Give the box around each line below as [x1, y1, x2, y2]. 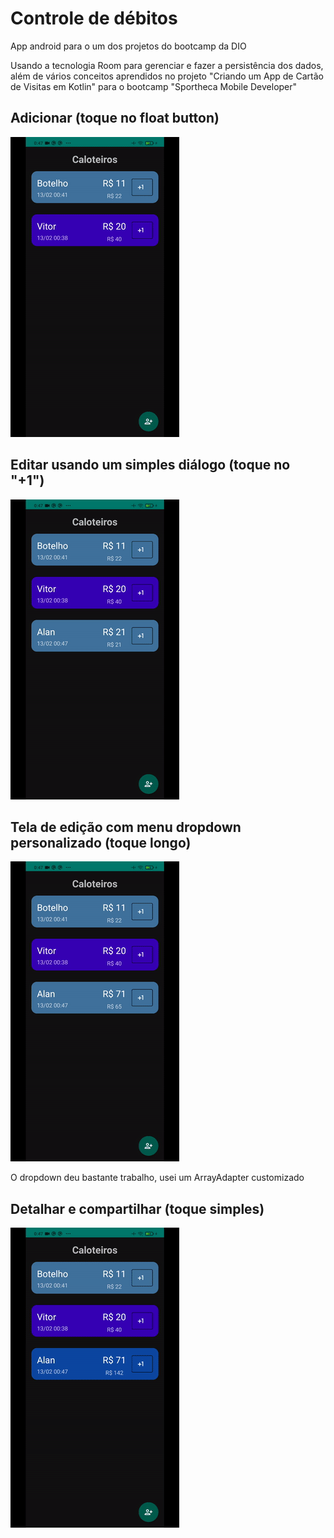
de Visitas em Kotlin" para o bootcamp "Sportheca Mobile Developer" [10, 80, 298, 92]
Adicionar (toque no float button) [10, 110, 220, 127]
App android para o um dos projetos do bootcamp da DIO [10, 40, 247, 52]
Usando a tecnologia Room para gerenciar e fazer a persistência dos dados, [10, 59, 324, 71]
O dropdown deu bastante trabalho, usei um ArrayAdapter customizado [10, 1172, 305, 1184]
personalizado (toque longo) [10, 834, 192, 851]
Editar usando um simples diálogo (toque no [10, 457, 291, 474]
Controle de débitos [10, 7, 178, 30]
